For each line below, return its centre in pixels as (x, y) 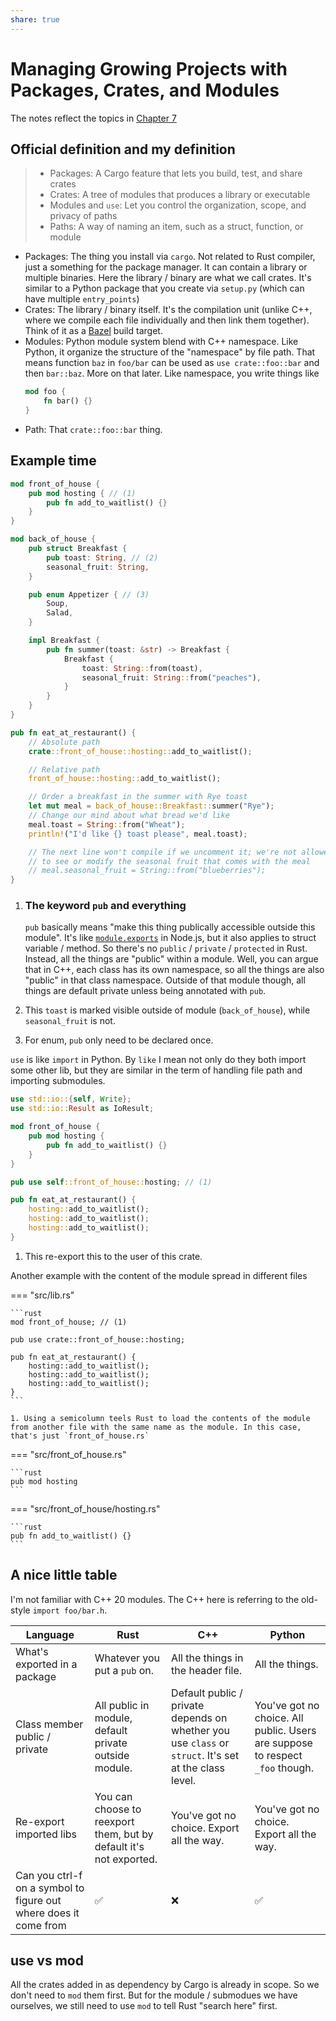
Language (50, 1634)
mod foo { (45, 392)
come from (41, 1925)
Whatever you (127, 1658)
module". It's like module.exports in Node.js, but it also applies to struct (170, 938)
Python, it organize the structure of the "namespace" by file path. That (170, 352)
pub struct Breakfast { (78, 549)
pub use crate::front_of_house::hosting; (98, 1339)
